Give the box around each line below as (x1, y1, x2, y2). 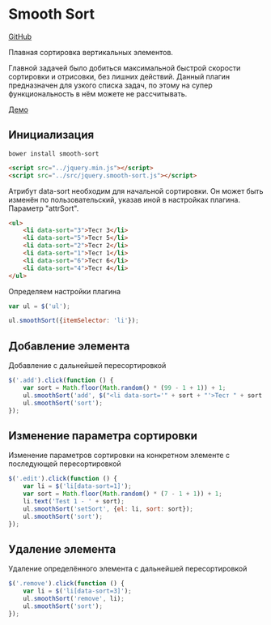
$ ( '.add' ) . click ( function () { (8, 376, 114, 385)
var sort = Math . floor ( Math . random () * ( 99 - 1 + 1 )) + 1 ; (23, 383, 227, 392)
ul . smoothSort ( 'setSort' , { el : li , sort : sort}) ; (23, 504, 194, 513)
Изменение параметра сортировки (8, 429, 198, 443)
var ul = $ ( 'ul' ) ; (8, 302, 70, 310)
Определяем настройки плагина (8, 286, 121, 296)
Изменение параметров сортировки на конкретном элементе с (8, 451, 231, 460)
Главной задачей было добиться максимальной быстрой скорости (8, 62, 241, 73)
